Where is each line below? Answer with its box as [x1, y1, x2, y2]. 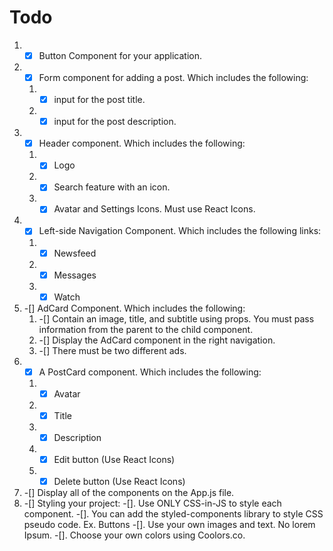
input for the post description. [53, 116, 177, 128]
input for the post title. [53, 94, 146, 106]
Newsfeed [53, 247, 97, 259]
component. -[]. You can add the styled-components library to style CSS [23, 508, 324, 520]
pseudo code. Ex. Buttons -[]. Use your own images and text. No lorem [23, 519, 316, 531]
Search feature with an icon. [53, 181, 171, 193]
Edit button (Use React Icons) [53, 453, 176, 465]
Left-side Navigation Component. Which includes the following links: [38, 225, 322, 237]
